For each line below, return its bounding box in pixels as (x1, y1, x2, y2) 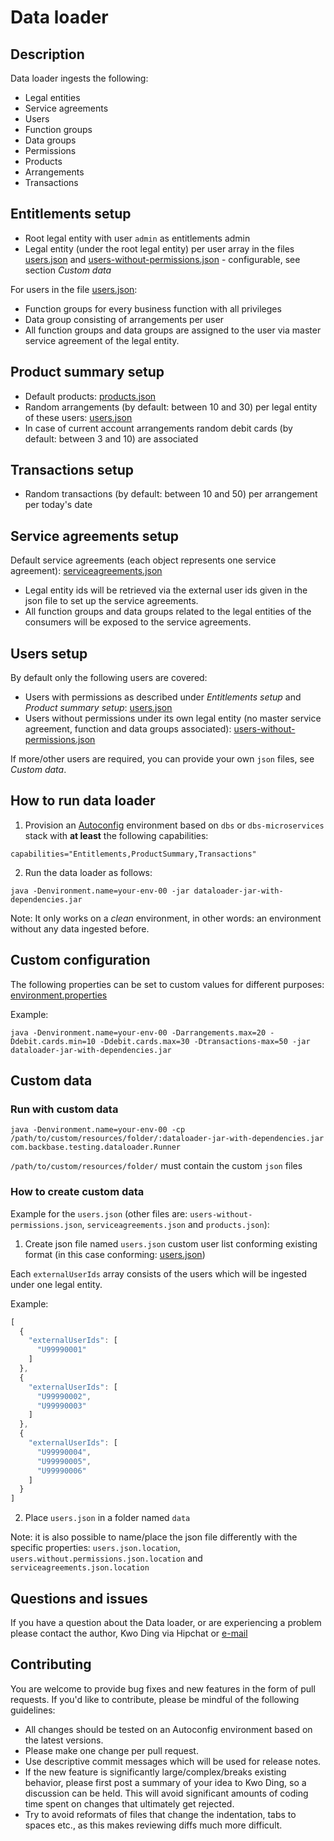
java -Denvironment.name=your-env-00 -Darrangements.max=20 (10, 1027, 267, 1038)
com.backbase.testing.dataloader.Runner (10, 1142, 182, 1153)
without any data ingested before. (10, 922, 150, 935)
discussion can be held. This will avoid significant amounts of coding (24, 1787, 309, 1799)
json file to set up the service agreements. (24, 595, 199, 607)
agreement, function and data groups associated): (24, 723, 232, 735)
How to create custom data (10, 1185, 145, 1199)
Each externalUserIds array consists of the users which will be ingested (10, 1267, 307, 1280)
